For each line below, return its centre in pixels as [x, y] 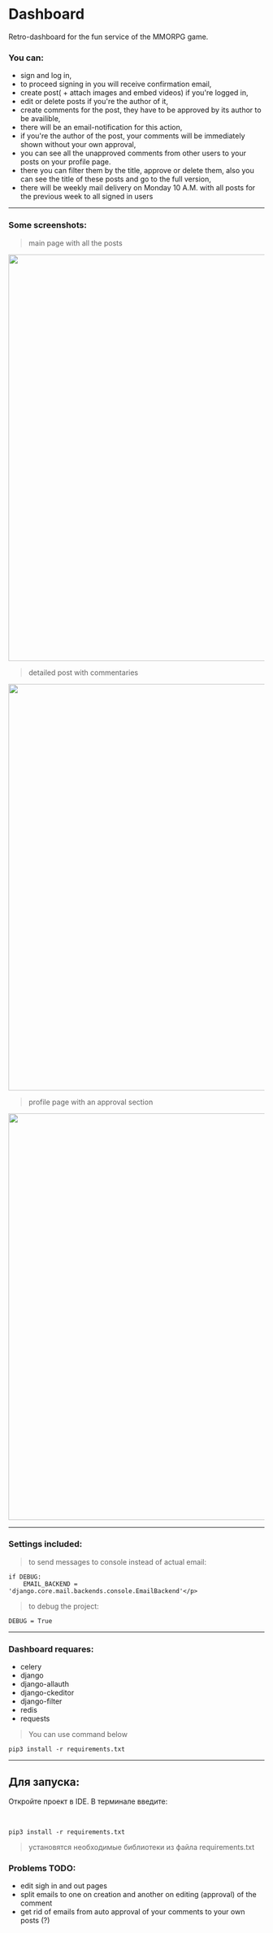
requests [35, 1719]
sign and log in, [46, 76]
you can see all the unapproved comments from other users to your [133, 153]
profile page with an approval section [91, 1102]
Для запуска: [44, 1782]
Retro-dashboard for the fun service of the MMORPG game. [108, 37]
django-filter [41, 1701]
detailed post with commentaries [83, 673]
